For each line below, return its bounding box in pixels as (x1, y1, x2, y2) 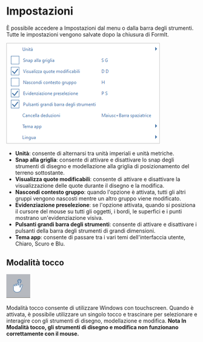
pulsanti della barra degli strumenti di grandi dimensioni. (15, 227, 156, 234)
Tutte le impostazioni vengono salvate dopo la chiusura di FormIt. (6, 30, 170, 38)
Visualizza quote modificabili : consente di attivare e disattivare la (15, 175, 181, 183)
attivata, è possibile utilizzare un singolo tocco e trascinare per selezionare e (6, 310, 198, 318)
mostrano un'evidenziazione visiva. (15, 214, 104, 221)
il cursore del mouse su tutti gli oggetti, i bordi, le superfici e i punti (15, 208, 182, 215)
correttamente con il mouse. (6, 330, 79, 337)
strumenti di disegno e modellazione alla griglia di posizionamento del (15, 162, 190, 169)
